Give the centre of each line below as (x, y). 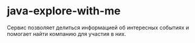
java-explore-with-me (64, 11)
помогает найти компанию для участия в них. (67, 33)
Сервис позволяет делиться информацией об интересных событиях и (98, 27)
